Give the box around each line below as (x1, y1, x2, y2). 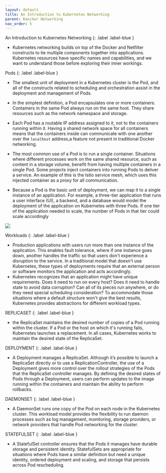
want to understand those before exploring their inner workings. (12, 60, 143, 66)
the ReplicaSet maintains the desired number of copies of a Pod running (12, 320, 160, 326)
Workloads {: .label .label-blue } (5, 233, 70, 238)
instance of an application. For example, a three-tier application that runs (12, 192, 162, 198)
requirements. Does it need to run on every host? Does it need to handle (12, 279, 160, 285)
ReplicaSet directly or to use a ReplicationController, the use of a (12, 360, 144, 366)
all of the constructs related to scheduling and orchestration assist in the (12, 85, 161, 91)
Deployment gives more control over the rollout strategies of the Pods (12, 365, 155, 371)
